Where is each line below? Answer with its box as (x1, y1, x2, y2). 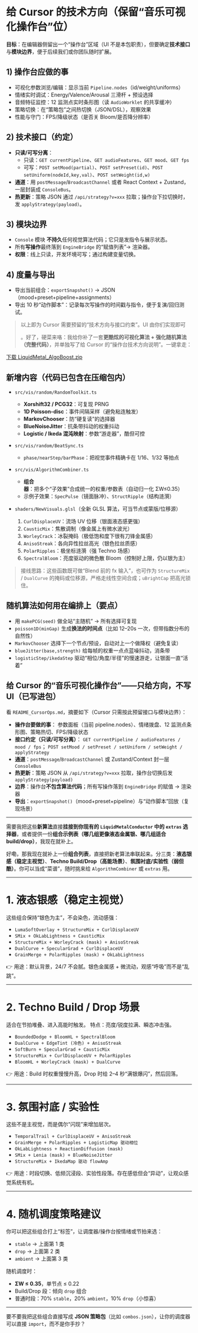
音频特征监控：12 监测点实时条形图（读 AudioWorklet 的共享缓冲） (14, 98, 175, 105)
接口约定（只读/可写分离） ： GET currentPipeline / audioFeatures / (14, 735, 181, 743)
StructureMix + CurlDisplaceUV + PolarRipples (14, 1052, 131, 1058)
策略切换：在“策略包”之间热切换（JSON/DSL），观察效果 (14, 105, 151, 113)
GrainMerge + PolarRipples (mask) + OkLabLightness (14, 952, 144, 958)
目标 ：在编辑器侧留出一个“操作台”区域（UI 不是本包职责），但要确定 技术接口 (6, 41, 190, 48)
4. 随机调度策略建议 (6, 1207, 101, 1220)
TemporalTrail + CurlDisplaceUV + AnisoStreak (14, 1134, 131, 1140)
